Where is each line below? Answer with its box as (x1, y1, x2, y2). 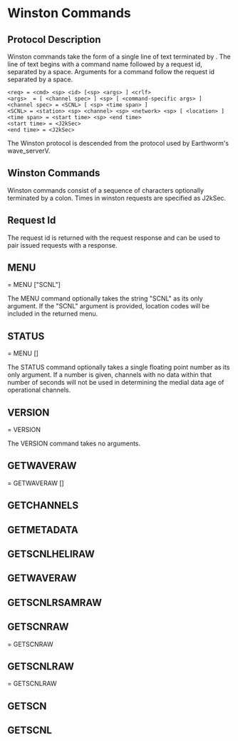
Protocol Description (7, 34, 101, 46)
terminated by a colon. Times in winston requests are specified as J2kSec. (7, 193, 227, 202)
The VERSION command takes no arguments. (7, 439, 141, 448)
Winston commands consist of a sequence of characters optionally (7, 186, 205, 194)
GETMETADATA (7, 523, 78, 536)
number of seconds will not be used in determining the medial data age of (7, 378, 224, 387)
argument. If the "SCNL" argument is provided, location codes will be (7, 302, 210, 311)
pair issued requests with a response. (7, 241, 118, 249)
